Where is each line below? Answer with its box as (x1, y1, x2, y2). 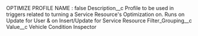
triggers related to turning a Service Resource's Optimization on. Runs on (6, 11, 185, 18)
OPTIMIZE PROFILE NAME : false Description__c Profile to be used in (6, 5, 174, 11)
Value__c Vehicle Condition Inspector (6, 24, 97, 30)
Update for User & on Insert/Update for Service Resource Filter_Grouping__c (6, 17, 192, 24)
